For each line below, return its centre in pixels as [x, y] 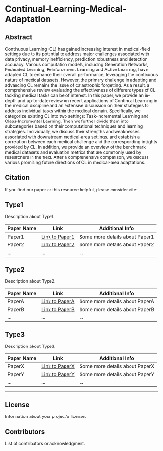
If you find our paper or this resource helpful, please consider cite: [71, 189]
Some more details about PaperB [117, 310]
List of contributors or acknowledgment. [45, 443]
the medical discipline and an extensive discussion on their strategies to [77, 106]
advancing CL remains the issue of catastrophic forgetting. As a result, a [77, 85]
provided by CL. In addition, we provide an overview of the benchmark [75, 147]
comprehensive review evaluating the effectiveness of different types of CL [80, 90]
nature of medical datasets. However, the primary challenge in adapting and [81, 80]
